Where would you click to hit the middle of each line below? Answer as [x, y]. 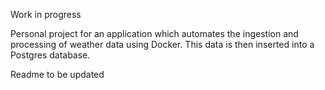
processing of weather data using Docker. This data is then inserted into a [162, 44]
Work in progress [46, 14]
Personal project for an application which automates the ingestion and [154, 33]
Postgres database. [50, 55]
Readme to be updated [57, 74]
